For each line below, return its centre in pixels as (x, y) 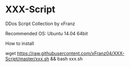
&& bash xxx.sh (67, 59)
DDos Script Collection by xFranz (40, 24)
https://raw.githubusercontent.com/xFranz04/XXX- (71, 53)
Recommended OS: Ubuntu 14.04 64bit (47, 33)
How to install (20, 43)
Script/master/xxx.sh (27, 59)
